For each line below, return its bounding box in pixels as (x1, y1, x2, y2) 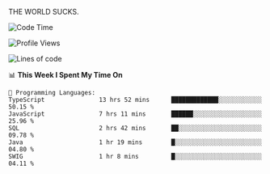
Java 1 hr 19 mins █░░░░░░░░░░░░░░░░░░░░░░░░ (8, 138, 263, 146)
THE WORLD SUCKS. (8, 7, 79, 16)
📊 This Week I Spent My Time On (8, 70, 123, 79)
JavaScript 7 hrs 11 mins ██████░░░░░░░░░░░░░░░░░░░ (8, 110, 263, 118)
